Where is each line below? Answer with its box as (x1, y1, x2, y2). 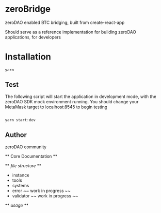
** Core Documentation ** (5, 153, 58, 159)
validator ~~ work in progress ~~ (12, 193, 79, 198)
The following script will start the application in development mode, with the (5, 94, 157, 99)
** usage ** (5, 202, 29, 208)
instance (12, 172, 30, 178)
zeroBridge (5, 3, 51, 15)
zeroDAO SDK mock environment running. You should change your (5, 98, 139, 104)
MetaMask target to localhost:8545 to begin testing (5, 104, 108, 110)
